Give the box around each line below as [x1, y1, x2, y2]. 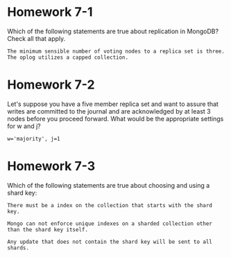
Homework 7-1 [7, 4, 93, 20]
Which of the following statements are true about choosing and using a [7, 181, 210, 189]
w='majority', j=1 [7, 135, 60, 142]
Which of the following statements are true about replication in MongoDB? [7, 27, 219, 35]
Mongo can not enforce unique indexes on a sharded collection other [7, 220, 213, 227]
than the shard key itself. [7, 226, 89, 233]
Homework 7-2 [7, 77, 95, 93]
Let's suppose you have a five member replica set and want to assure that [7, 100, 219, 108]
